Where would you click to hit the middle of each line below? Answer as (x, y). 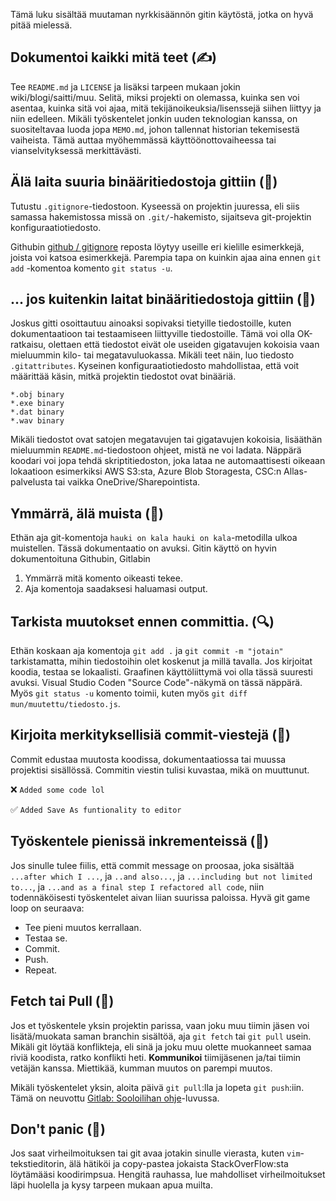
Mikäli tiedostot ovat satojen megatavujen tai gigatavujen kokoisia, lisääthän (166, 440)
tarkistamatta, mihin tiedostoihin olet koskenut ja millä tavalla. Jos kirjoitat (161, 661)
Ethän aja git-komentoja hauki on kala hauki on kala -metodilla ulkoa (154, 538)
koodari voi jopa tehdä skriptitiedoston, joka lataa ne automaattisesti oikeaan (168, 461)
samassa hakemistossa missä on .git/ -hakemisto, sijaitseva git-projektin (161, 216)
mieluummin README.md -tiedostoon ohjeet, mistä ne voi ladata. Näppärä (156, 450)
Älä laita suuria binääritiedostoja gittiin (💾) (144, 182)
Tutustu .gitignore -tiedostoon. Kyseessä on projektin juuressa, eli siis (155, 206)
